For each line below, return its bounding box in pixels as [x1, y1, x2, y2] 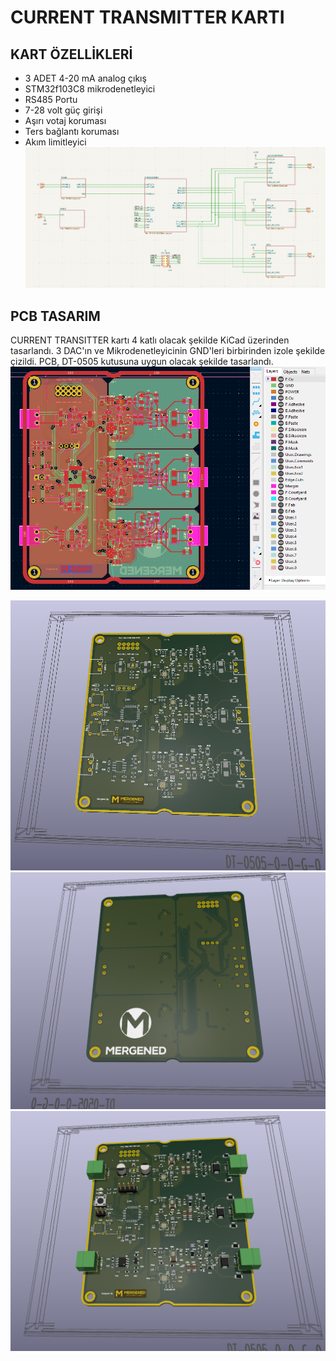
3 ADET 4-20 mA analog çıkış [24, 72, 147, 84]
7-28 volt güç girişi [24, 104, 103, 116]
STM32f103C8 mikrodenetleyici [24, 83, 156, 95]
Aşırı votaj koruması [24, 115, 107, 126]
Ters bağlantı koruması [24, 126, 120, 137]
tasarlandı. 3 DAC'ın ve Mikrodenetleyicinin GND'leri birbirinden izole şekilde [10, 345, 326, 357]
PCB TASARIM [10, 307, 101, 325]
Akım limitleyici [24, 136, 87, 148]
